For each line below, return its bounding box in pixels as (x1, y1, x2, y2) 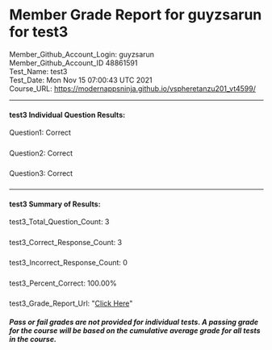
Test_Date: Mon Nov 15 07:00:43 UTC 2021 (9, 75, 153, 85)
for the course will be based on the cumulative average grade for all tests (9, 325, 261, 335)
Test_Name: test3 (9, 66, 68, 76)
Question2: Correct (9, 148, 73, 158)
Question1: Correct (9, 127, 72, 138)
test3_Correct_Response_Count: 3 (9, 237, 123, 247)
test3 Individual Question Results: (9, 110, 126, 119)
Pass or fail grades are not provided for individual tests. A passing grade (9, 317, 259, 327)
